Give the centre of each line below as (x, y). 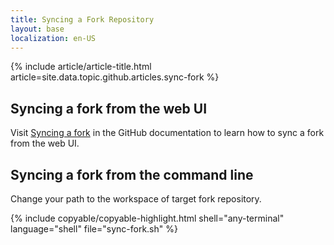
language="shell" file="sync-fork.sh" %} (94, 229)
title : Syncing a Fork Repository (82, 19)
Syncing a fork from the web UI (109, 108)
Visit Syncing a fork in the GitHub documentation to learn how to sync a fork (167, 133)
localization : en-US (53, 38)
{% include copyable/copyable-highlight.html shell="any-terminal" (147, 218)
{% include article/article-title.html (81, 67)
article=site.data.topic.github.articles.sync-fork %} (115, 77)
